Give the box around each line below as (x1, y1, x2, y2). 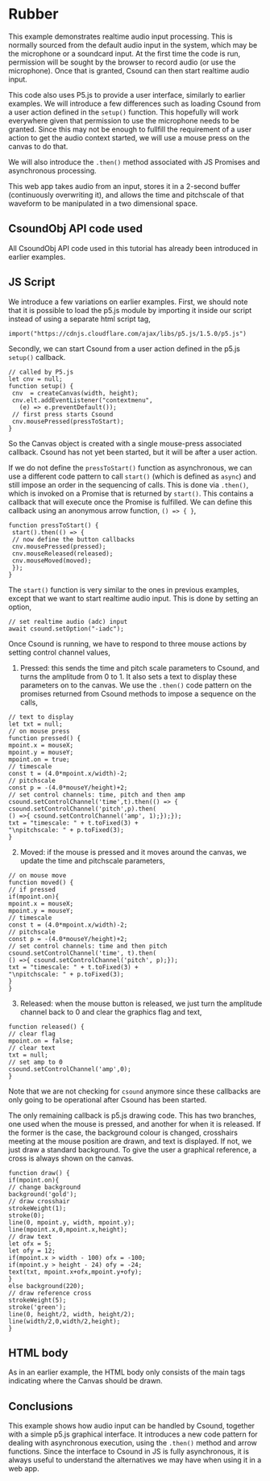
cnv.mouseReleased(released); (11, 550, 114, 558)
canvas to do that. (8, 141, 69, 151)
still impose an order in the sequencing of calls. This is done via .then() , (8, 479, 249, 489)
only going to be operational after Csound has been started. (8, 1094, 207, 1104)
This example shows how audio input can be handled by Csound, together (8, 1421, 255, 1431)
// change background (8, 1183, 81, 1191)
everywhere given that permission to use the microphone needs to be (8, 115, 240, 125)
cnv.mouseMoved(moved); (11, 556, 92, 565)
